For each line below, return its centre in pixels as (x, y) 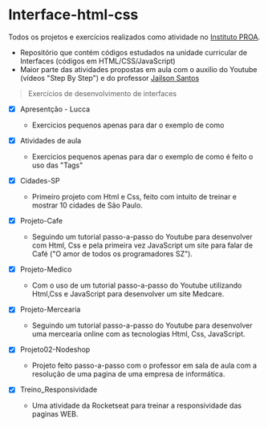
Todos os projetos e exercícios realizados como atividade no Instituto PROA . (134, 37)
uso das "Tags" (57, 165)
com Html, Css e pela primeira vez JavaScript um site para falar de (142, 245)
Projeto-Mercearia (50, 309)
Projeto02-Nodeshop (55, 349)
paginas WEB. (55, 414)
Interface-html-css (73, 15)
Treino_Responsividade (59, 389)
